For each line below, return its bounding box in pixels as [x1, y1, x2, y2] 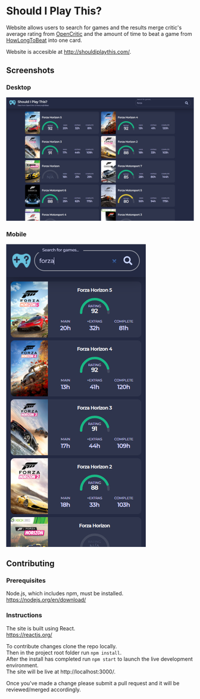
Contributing [6, 559, 55, 569]
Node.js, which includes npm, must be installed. [6, 590, 124, 597]
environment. [6, 661, 39, 669]
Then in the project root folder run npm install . [6, 649, 122, 656]
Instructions [6, 611, 43, 620]
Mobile [6, 230, 27, 239]
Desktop [6, 83, 32, 92]
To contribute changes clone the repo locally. [6, 642, 117, 649]
